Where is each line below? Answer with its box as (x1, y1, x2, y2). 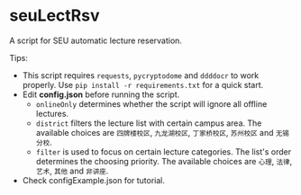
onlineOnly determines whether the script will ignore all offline (35, 98, 268, 109)
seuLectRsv (9, 5, 100, 26)
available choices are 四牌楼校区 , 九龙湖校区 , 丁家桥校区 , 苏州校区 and (35, 127, 274, 137)
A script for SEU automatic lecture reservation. (9, 35, 183, 46)
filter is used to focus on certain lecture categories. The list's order (35, 146, 292, 157)
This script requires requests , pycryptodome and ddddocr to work (22, 69, 260, 81)
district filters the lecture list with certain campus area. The (35, 118, 262, 129)
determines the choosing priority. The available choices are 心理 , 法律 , (35, 155, 293, 166)
